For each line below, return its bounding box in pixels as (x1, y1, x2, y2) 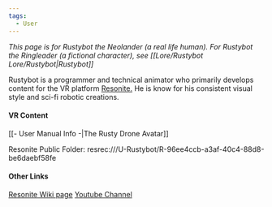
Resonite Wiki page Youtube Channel (8, 189, 132, 199)
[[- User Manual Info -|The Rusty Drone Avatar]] (8, 128, 169, 138)
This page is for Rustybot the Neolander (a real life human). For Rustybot (8, 41, 253, 51)
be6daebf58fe (8, 153, 57, 162)
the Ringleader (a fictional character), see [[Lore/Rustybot (8, 50, 204, 60)
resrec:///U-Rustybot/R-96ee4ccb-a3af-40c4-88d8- (86, 144, 265, 154)
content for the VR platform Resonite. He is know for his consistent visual (8, 83, 253, 93)
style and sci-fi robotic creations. (8, 92, 119, 101)
